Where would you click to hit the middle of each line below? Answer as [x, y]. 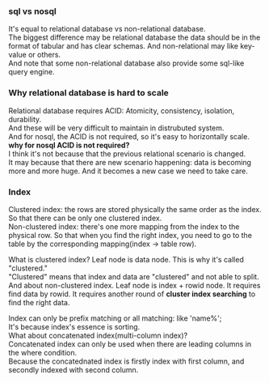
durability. [25, 119]
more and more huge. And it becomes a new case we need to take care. [128, 171]
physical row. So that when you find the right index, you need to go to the [130, 235]
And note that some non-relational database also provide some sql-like [126, 63]
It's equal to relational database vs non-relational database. [107, 29]
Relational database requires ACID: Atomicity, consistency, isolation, [122, 110]
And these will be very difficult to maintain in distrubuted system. [116, 128]
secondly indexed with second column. [74, 369]
